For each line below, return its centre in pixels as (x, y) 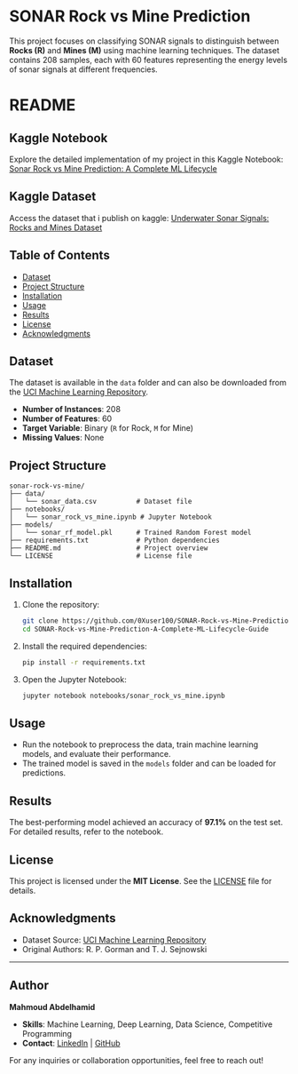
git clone (40, 621)
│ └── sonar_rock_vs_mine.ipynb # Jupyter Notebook (111, 517)
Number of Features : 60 (67, 418)
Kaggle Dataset (53, 197)
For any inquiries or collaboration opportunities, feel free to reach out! (137, 1060)
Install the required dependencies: (85, 646)
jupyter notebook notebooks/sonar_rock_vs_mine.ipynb (123, 696)
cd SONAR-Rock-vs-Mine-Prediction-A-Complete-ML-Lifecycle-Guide (145, 629)
